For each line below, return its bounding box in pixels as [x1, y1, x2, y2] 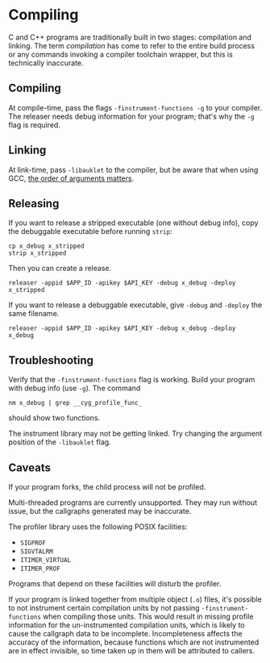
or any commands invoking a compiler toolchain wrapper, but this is [8, 49, 234, 59]
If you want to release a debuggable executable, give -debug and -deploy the [8, 300, 263, 310]
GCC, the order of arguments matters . [8, 173, 135, 183]
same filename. [8, 309, 60, 319]
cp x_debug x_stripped [8, 242, 85, 251]
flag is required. [8, 119, 60, 130]
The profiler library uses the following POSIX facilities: [8, 522, 188, 532]
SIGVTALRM [19, 548, 54, 556]
